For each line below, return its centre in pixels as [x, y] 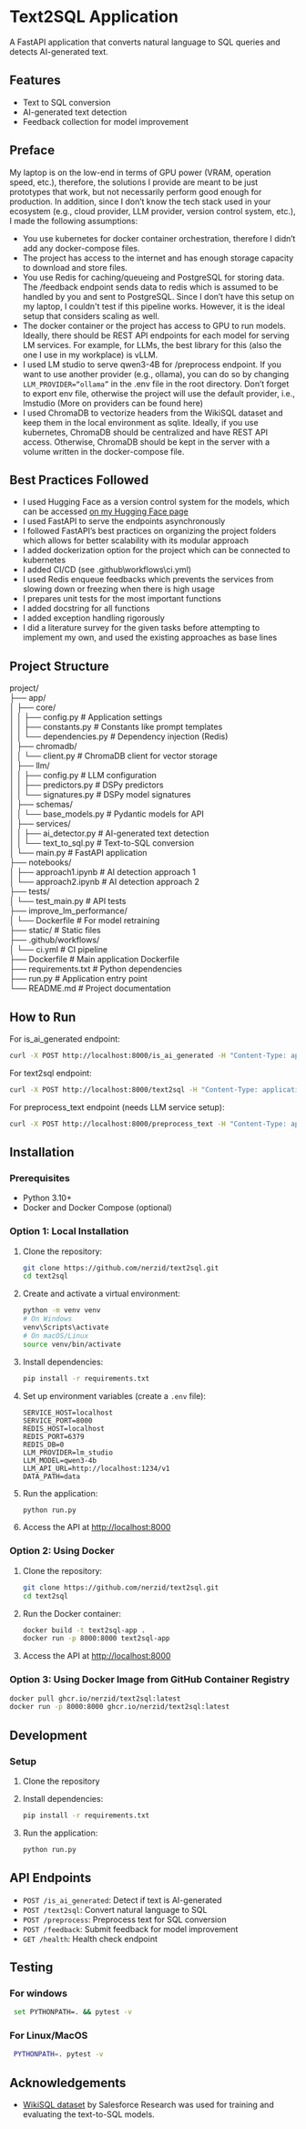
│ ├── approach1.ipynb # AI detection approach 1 [103, 872]
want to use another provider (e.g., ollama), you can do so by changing [156, 374]
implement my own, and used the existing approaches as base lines [150, 638]
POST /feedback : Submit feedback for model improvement [130, 1928]
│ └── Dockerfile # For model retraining [85, 921]
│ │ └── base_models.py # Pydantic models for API [107, 814]
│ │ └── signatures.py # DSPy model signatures [100, 795]
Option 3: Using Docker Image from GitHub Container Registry [149, 1680]
